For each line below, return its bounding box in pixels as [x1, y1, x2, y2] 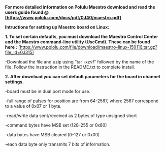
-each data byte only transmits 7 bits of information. [5, 141, 111, 147]
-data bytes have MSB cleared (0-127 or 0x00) [5, 132, 100, 137]
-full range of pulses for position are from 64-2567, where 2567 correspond [5, 98, 159, 104]
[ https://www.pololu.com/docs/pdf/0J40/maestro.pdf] [5, 15, 122, 20]
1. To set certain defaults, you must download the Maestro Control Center [5, 34, 159, 39]
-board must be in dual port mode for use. [5, 89, 91, 94]
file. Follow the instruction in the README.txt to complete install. [5, 64, 135, 70]
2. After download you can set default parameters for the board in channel [5, 74, 160, 79]
